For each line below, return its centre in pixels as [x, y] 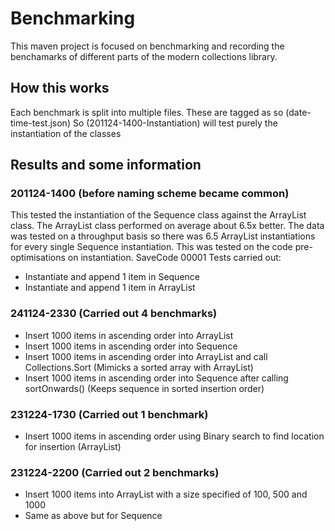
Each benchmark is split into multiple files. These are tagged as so [147, 112]
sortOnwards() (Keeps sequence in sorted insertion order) [144, 388]
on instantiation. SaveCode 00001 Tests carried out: [174, 258]
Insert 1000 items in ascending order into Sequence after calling [156, 378]
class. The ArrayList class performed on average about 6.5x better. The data [167, 226]
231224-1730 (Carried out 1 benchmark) [109, 414]
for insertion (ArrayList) [73, 447]
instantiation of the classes [66, 133]
